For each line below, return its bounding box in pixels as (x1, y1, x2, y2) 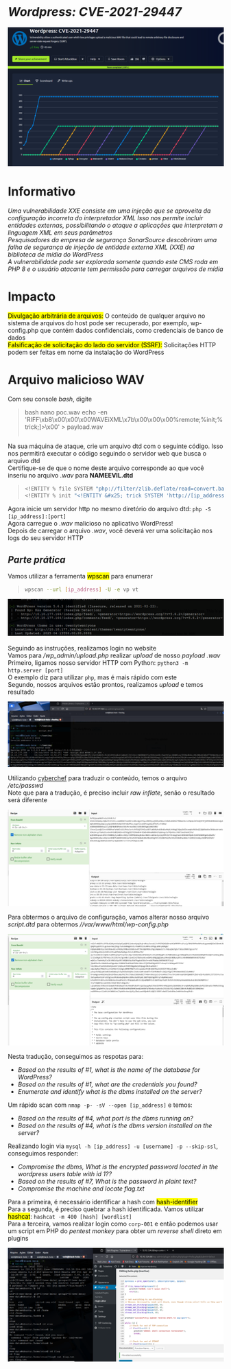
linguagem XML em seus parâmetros (8, 228, 112, 237)
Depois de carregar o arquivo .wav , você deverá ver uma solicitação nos (8, 526, 213, 535)
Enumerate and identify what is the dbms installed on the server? (17, 1087, 203, 1095)
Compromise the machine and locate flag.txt (17, 1184, 145, 1193)
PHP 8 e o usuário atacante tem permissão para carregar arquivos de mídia (8, 265, 223, 273)
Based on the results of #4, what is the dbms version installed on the (17, 1121, 212, 1130)
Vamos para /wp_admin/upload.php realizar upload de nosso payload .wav (8, 651, 221, 659)
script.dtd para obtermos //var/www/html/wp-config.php (8, 920, 169, 928)
